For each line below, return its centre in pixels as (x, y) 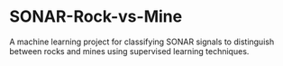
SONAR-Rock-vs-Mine (96, 17)
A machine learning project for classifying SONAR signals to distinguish (142, 42)
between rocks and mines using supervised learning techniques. (129, 51)
